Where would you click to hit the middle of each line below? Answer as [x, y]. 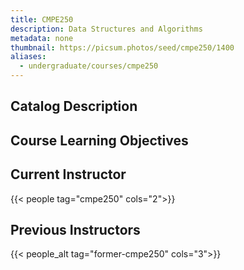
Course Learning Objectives [99, 140]
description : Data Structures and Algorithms [106, 29]
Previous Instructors [75, 229]
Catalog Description [74, 106]
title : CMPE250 [42, 19]
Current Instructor [68, 174]
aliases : [28, 57]
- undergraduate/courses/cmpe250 [89, 66]
